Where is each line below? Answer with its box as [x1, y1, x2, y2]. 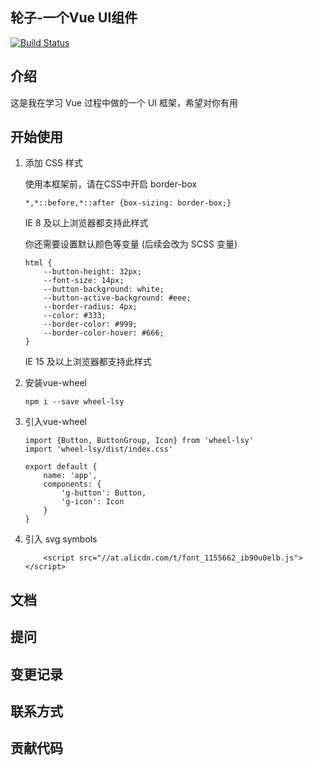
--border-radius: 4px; [43, 302, 138, 312]
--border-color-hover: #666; [43, 328, 165, 338]
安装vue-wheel [24, 377, 87, 389]
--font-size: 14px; [43, 276, 125, 286]
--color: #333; [43, 311, 107, 321]
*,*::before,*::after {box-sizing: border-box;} [24, 198, 232, 208]
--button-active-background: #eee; [43, 293, 192, 303]
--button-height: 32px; [43, 267, 142, 277]
